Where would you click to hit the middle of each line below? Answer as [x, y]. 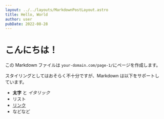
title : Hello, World [27, 15]
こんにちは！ [32, 50]
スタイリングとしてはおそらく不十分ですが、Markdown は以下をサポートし [82, 76]
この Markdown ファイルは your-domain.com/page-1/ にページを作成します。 [83, 65]
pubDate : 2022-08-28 [27, 24]
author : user [19, 19]
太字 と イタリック [31, 93]
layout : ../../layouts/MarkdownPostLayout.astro [57, 10]
